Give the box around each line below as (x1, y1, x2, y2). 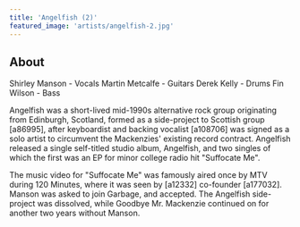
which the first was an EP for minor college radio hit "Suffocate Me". (9, 153, 261, 164)
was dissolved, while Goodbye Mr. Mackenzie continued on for (37, 198, 270, 209)
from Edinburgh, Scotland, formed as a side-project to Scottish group (9, 114, 265, 125)
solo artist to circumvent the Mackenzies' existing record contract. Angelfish (9, 133, 291, 144)
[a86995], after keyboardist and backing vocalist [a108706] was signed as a (9, 124, 290, 135)
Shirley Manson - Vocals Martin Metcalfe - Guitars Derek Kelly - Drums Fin (9, 78, 285, 89)
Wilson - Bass (9, 88, 61, 98)
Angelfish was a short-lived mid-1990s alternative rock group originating (9, 105, 278, 116)
